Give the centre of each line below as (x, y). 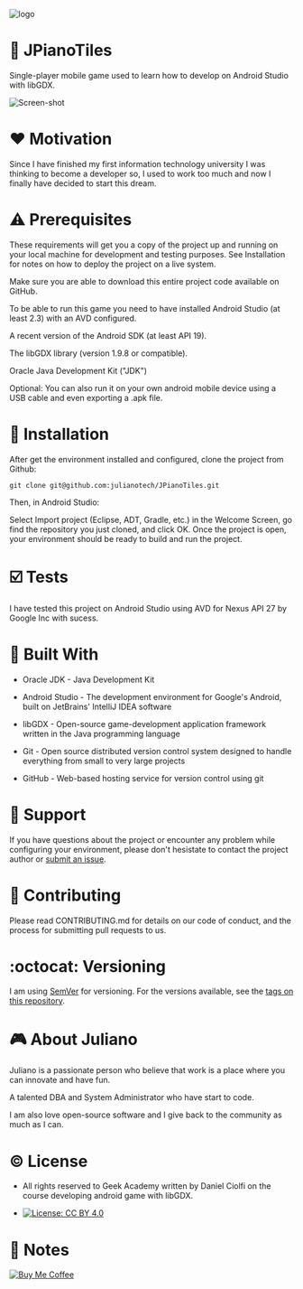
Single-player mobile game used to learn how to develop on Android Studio (149, 75)
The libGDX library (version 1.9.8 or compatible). (98, 353)
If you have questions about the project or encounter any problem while (142, 839)
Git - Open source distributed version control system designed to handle (157, 751)
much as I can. (37, 1125)
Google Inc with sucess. (54, 618)
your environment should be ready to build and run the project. (126, 538)
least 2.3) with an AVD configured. (73, 318)
